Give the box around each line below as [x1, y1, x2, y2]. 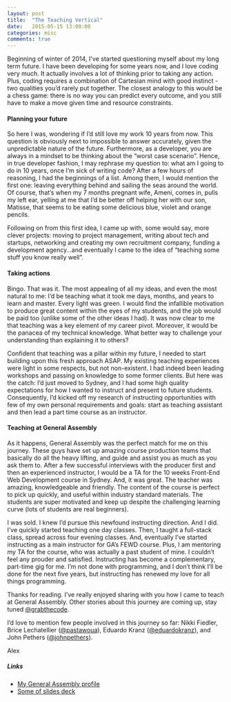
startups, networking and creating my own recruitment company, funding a [7, 239, 221, 247]
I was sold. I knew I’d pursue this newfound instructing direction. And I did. [7, 518, 219, 527]
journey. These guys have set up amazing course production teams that [7, 446, 212, 454]
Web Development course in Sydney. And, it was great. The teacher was [7, 476, 213, 484]
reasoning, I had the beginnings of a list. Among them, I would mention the [7, 174, 219, 182]
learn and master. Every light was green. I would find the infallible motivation [7, 299, 224, 307]
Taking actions [7, 269, 50, 277]
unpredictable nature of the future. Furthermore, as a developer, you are [7, 144, 212, 153]
